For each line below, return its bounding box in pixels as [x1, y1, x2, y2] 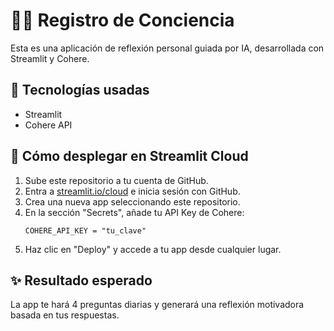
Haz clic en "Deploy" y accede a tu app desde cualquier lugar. [24, 243, 282, 255]
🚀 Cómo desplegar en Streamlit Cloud [10, 148, 249, 165]
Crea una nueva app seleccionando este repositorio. [24, 195, 241, 208]
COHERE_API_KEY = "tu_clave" [24, 225, 147, 236]
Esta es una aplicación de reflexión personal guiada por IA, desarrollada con [10, 42, 325, 54]
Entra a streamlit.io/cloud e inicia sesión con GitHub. [24, 185, 241, 197]
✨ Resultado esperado [10, 272, 153, 289]
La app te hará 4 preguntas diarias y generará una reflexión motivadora [10, 299, 305, 311]
